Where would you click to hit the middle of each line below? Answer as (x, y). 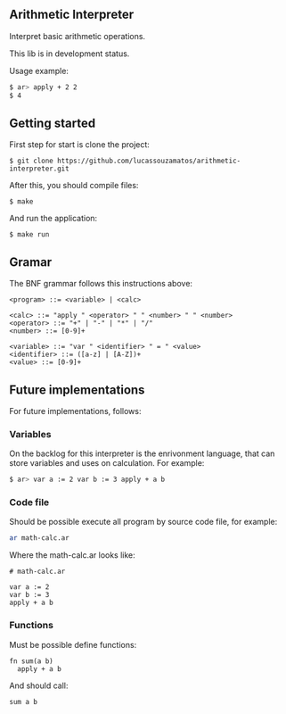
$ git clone (31, 161)
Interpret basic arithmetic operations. (77, 36)
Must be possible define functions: (73, 644)
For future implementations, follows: (75, 411)
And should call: (39, 685)
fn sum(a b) (31, 661)
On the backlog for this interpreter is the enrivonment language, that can (142, 453)
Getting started (53, 123)
